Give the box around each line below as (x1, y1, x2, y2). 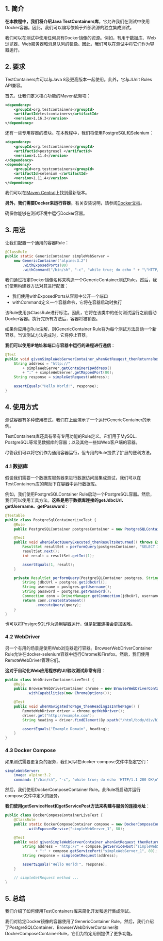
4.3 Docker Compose (5, 747, 56, 754)
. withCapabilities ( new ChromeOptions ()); (26, 691, 112, 696)
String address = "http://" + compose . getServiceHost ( (22, 844, 136, 849)
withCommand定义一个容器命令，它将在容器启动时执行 (12, 299, 122, 305)
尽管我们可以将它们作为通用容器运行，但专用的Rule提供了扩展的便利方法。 (5, 449, 154, 455)
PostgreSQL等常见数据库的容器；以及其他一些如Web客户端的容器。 (5, 439, 140, 445)
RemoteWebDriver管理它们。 (5, 657, 63, 663)
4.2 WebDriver (5, 633, 40, 640)
